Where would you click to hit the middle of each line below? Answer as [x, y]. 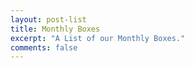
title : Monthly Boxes [55, 29]
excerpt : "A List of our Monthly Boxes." [98, 38]
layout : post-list [48, 19]
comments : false [44, 47]
